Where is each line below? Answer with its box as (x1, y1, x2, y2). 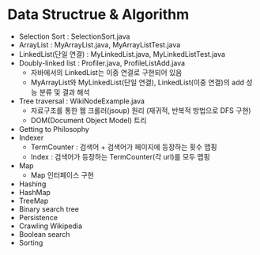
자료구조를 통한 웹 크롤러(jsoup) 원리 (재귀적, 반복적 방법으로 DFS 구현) (30, 105, 251, 115)
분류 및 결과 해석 (39, 87, 90, 96)
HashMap (18, 187, 51, 197)
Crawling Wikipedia (18, 221, 83, 231)
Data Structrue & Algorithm (7, 6, 190, 24)
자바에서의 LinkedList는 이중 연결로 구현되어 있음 (30, 67, 183, 77)
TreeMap (18, 196, 49, 205)
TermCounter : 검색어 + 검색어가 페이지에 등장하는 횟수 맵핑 (30, 142, 218, 152)
